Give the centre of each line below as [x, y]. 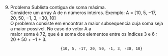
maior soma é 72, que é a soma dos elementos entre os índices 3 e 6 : [84, 34]
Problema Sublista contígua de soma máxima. [58, 7]
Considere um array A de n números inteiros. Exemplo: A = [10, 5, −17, [83, 13]
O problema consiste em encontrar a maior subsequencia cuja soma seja [87, 23]
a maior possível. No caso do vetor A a [51, 29]
